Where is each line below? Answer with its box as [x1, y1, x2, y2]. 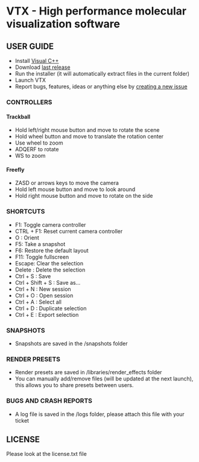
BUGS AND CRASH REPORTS [6, 397, 92, 405]
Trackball [6, 113, 31, 120]
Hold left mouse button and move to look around [14, 186, 136, 193]
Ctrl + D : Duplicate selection [14, 304, 87, 312]
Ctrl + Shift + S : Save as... [14, 279, 81, 286]
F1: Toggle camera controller [14, 221, 86, 228]
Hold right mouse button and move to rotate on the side [14, 192, 153, 200]
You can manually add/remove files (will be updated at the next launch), [14, 375, 194, 382]
